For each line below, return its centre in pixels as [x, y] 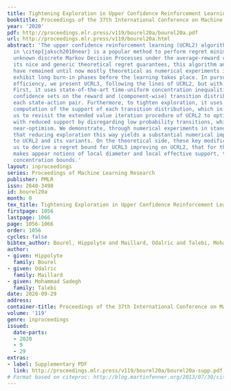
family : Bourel [35, 262]
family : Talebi [35, 288]
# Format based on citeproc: [49, 377]
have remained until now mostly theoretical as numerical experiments [117, 71]
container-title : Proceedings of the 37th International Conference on [112, 307]
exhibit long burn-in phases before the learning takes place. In [110, 77]
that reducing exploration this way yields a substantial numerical [113, 134]
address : [20, 300]
